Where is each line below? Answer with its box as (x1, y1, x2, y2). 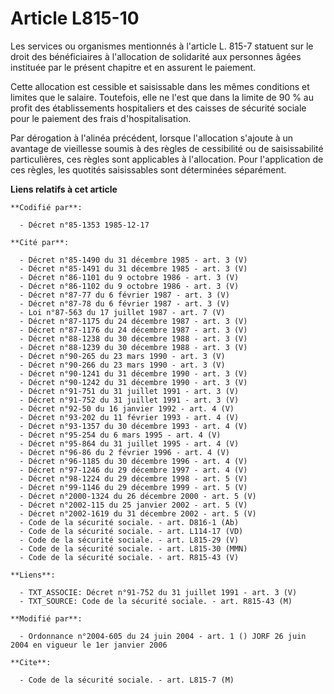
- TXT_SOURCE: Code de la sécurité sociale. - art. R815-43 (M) (19, 596, 293, 606)
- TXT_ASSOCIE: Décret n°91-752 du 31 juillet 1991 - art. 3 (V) (19, 587, 298, 597)
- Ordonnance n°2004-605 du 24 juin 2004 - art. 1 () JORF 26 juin (19, 631, 307, 641)
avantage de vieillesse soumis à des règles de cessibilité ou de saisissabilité (10, 142, 324, 154)
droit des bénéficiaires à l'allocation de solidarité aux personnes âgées (10, 50, 302, 62)
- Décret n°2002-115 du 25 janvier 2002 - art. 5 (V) (19, 500, 248, 510)
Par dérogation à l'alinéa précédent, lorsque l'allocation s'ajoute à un (10, 132, 294, 144)
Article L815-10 (10, 7, 140, 30)
